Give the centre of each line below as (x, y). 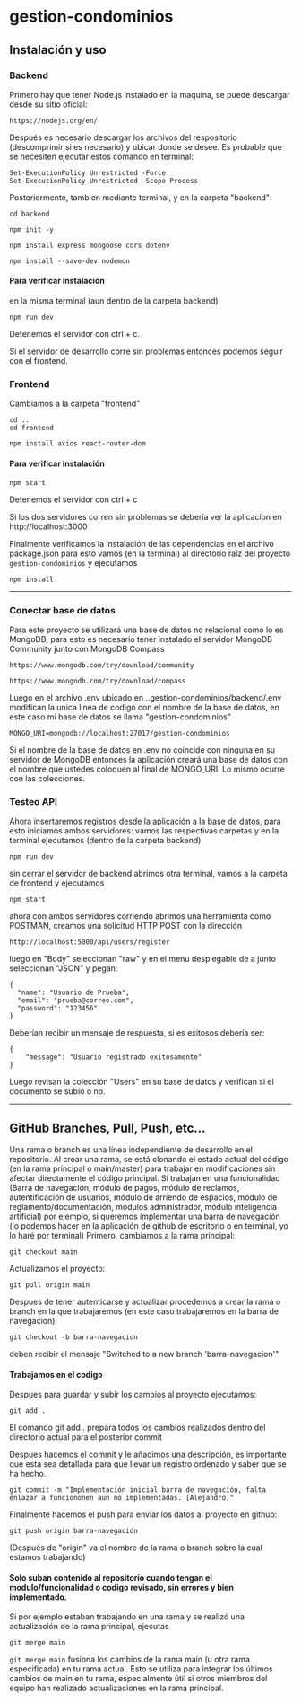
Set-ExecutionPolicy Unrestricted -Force (88, 172)
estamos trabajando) (47, 1557)
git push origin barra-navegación (74, 1531)
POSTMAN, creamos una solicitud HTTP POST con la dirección (126, 926)
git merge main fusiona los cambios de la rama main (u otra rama (130, 1660)
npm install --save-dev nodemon (69, 261)
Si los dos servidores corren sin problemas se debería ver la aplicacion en (146, 516)
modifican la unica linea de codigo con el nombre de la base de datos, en (144, 707)
